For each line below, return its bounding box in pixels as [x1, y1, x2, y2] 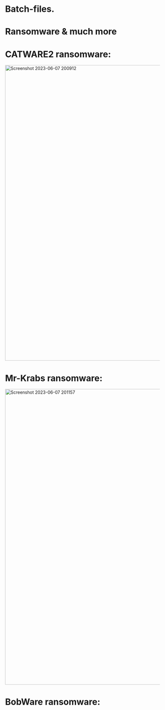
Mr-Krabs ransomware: [5, 372, 103, 384]
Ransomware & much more [5, 26, 117, 37]
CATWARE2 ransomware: [5, 48, 111, 60]
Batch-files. [5, 3, 55, 15]
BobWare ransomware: [5, 696, 101, 708]
